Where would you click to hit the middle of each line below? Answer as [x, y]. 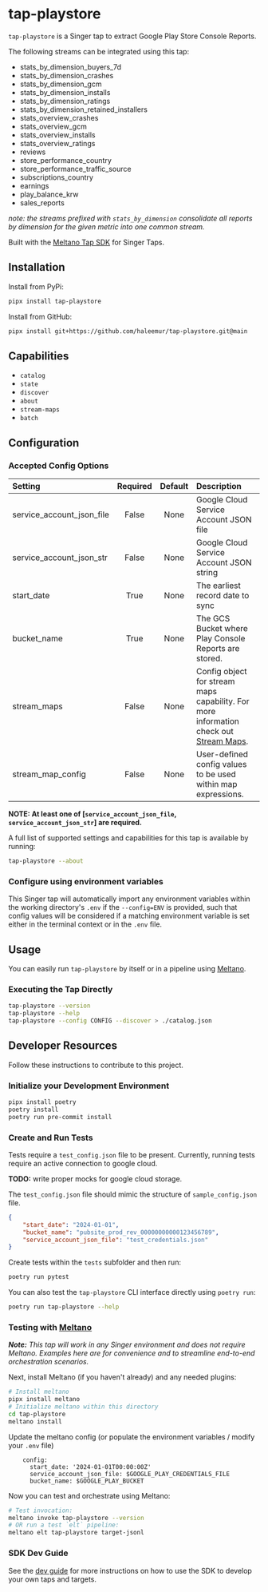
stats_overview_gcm [53, 126]
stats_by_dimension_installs [65, 92]
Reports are [218, 648]
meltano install [35, 1421]
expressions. [220, 794]
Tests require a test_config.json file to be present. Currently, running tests [132, 1154]
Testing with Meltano [50, 1327]
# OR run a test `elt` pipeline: [64, 1525]
